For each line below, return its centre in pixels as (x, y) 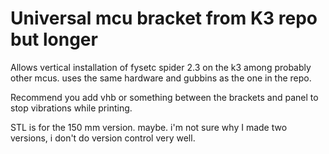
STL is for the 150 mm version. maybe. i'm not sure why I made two (149, 127)
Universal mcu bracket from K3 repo (164, 18)
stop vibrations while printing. (71, 108)
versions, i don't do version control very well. (103, 138)
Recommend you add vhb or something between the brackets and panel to (164, 97)
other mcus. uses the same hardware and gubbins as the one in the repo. (161, 78)
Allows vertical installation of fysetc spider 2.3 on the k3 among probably (161, 67)
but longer (54, 39)
